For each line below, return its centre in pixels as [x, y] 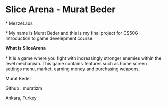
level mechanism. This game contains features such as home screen [76, 63]
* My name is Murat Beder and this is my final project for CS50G [72, 33]
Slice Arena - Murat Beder [60, 9]
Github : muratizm [24, 88]
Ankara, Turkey [21, 98]
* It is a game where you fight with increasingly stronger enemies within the [83, 58]
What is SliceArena [26, 48]
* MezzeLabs [19, 23]
